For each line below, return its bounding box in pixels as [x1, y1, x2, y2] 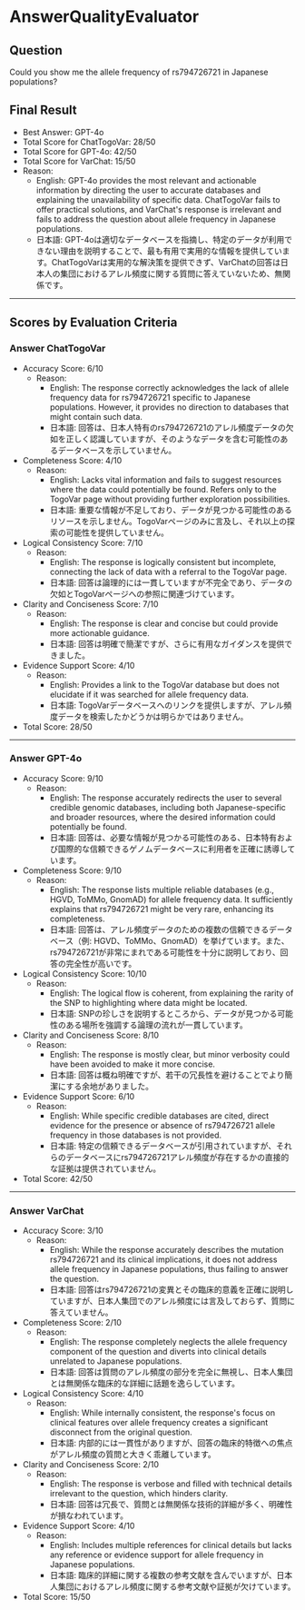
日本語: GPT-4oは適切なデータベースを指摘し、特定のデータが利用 [35, 234, 285, 244]
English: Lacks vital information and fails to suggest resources [49, 474, 282, 485]
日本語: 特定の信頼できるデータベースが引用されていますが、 [49, 1140, 277, 1151]
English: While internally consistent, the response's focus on [49, 1407, 275, 1418]
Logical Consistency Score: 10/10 [22, 968, 147, 979]
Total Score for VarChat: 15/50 [22, 155, 136, 166]
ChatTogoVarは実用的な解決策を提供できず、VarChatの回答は [51, 256, 281, 267]
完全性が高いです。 [65, 958, 137, 969]
